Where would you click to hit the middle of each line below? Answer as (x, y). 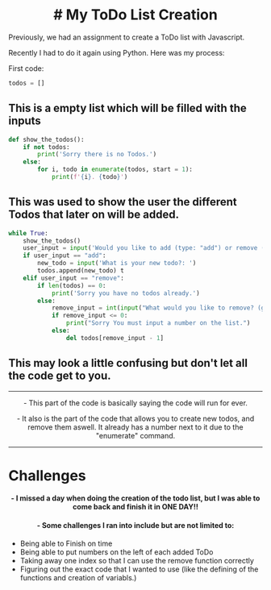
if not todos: (46, 147)
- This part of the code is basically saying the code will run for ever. (135, 403)
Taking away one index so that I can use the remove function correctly (137, 560)
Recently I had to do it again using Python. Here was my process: (117, 52)
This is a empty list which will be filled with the (128, 108)
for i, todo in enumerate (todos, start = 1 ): (115, 170)
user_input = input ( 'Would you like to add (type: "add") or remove (140, 248)
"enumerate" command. (135, 435)
